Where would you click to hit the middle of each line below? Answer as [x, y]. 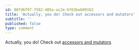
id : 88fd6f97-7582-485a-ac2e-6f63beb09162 [49, 10]
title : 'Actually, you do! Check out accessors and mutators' [70, 14]
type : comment [20, 28]
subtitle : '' [18, 19]
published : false [23, 24]
